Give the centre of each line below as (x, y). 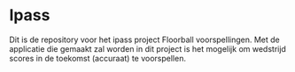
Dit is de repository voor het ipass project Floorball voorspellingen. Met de (145, 40)
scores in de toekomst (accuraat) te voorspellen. (97, 58)
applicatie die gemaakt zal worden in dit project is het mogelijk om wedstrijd (147, 48)
